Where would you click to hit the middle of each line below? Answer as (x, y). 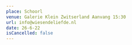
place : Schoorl (24, 11)
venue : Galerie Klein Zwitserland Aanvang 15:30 (66, 17)
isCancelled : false (30, 33)
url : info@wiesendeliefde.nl (41, 22)
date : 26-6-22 (23, 28)
